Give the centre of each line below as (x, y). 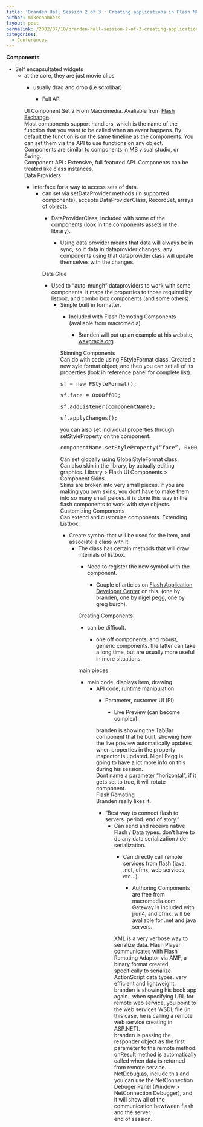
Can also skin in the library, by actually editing (117, 466)
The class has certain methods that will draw (134, 548)
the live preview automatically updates (144, 743)
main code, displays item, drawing (130, 682)
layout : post (23, 23)
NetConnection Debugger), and (153, 1093)
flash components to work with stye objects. (115, 504)
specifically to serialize (142, 971)
